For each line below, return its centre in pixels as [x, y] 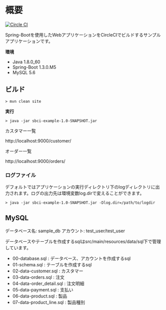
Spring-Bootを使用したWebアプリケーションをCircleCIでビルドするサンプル [83, 35]
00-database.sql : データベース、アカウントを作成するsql [71, 258]
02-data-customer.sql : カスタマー [48, 271]
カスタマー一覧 [20, 130]
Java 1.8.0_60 [26, 62]
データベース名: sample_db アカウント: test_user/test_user [65, 231]
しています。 [18, 248]
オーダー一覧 [18, 151]
